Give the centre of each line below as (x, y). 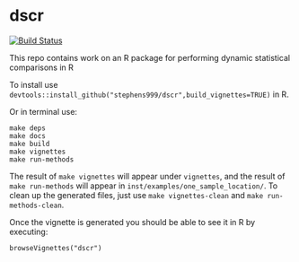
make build (30, 144)
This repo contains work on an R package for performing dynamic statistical (149, 57)
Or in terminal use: (44, 111)
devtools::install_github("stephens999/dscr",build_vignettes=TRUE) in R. (149, 94)
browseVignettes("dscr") (56, 248)
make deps (28, 128)
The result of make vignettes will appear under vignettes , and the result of (147, 176)
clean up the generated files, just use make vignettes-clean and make (136, 195)
